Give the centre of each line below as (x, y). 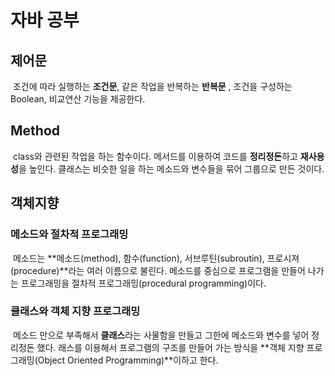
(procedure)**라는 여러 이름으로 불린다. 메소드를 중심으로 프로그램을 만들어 (158, 270)
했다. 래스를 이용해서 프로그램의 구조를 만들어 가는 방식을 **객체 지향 (170, 347)
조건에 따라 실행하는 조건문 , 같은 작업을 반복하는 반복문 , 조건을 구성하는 (152, 86)
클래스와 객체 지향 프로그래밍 (75, 311)
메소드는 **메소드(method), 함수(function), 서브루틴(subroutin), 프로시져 (156, 258)
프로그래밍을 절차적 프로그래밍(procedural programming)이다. (143, 283)
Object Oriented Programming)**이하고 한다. (128, 360)
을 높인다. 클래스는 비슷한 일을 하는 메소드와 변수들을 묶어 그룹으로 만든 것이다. (171, 168)
